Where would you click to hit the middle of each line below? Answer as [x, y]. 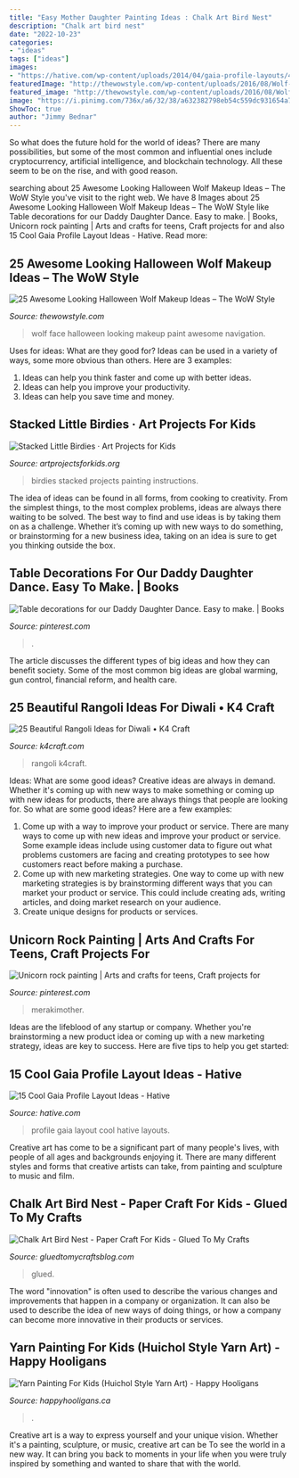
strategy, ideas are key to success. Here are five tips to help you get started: [149, 1046]
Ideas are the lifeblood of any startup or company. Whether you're [130, 1028]
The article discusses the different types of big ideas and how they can [140, 660]
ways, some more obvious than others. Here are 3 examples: [121, 360]
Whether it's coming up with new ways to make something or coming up [142, 790]
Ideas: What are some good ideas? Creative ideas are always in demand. [142, 780]
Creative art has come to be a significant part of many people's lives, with [145, 1148]
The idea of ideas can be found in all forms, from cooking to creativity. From [149, 498]
